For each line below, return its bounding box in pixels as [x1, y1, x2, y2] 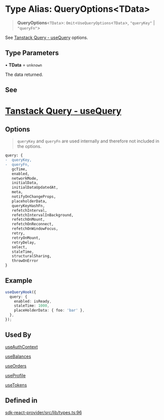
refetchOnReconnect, [11, 222, 54, 227]
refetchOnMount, [11, 217, 45, 222]
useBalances [5, 353, 31, 359]
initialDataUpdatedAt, [11, 185, 58, 190]
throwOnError [11, 258, 38, 263]
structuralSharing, [11, 254, 52, 259]
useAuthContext [5, 344, 38, 350]
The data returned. [5, 71, 43, 77]
